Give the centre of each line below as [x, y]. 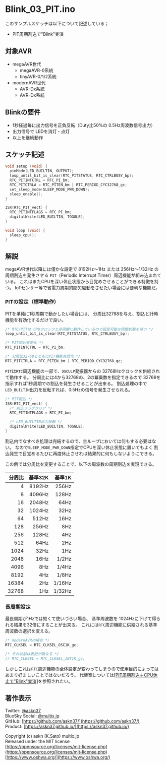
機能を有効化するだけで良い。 [35, 320]
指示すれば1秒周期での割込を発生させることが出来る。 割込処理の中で [76, 383]
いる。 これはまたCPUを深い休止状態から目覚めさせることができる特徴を [80, 282]
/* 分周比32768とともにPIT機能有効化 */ [43, 356]
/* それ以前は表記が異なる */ [32, 654]
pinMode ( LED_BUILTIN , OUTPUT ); [42, 171]
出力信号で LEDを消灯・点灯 [41, 131]
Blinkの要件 [23, 112]
